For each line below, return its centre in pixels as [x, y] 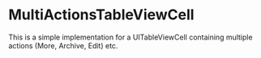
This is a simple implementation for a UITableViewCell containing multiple [130, 37]
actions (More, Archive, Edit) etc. [63, 45]
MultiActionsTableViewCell [101, 15]
